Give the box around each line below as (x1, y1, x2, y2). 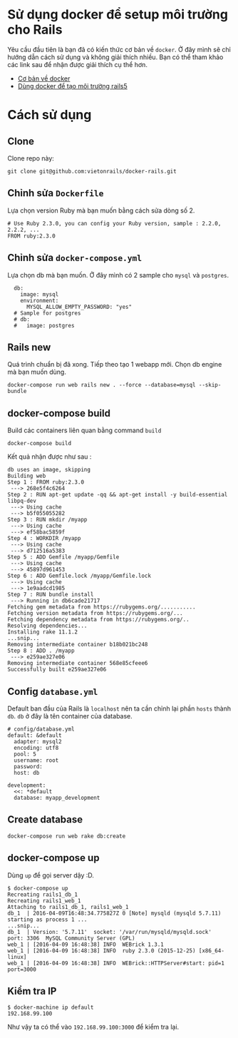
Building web (7, 472, 46, 480)
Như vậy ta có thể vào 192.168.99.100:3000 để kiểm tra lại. (7, 1023, 180, 1032)
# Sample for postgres (14, 310, 81, 317)
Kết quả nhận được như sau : (7, 452, 92, 461)
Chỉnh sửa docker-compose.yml (7, 252, 143, 264)
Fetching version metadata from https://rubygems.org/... (7, 610, 183, 617)
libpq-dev (7, 497, 37, 505)
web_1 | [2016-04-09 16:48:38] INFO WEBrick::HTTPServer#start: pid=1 (7, 960, 224, 967)
